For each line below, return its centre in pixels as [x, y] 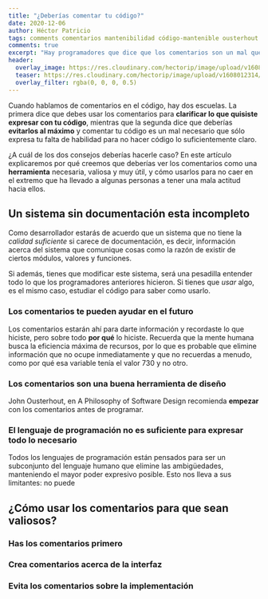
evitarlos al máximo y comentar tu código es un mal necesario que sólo [127, 131]
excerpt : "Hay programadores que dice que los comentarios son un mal [128, 53]
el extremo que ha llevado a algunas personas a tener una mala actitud [124, 180]
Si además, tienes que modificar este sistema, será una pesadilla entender [130, 274]
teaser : [28, 75]
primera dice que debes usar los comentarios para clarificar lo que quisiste [133, 113]
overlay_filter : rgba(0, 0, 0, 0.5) [76, 82]
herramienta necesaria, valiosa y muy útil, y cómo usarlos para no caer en [131, 172]
